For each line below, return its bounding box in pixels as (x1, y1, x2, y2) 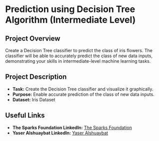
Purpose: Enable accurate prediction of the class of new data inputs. (12, 91, 155, 97)
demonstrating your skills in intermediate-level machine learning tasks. (5, 58, 151, 64)
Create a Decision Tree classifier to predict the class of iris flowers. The (5, 48, 152, 53)
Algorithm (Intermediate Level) (5, 14, 136, 26)
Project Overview (5, 34, 60, 43)
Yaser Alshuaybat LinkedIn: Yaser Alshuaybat (12, 129, 108, 136)
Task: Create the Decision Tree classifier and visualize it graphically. (12, 86, 153, 92)
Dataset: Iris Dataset (12, 96, 55, 102)
